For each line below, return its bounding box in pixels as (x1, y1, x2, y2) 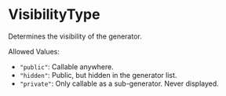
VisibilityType (8, 6, 100, 24)
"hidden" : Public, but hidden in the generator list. (19, 70, 177, 79)
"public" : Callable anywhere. (19, 61, 114, 72)
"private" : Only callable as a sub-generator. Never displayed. (19, 79, 220, 88)
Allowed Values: (8, 46, 60, 56)
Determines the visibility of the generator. (8, 31, 143, 41)
